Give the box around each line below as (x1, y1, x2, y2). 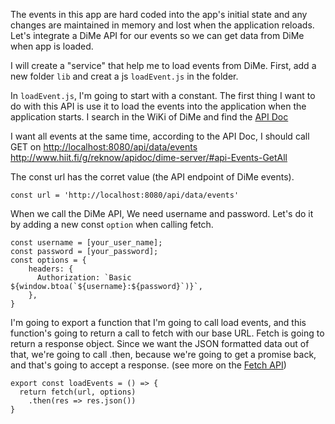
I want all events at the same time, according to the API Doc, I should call (10, 130, 310, 142)
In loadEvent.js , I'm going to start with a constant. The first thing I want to (10, 90, 316, 101)
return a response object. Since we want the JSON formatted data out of (10, 338, 310, 349)
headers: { (28, 264, 74, 274)
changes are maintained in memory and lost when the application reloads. (10, 19, 315, 31)
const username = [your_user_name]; (10, 238, 163, 248)
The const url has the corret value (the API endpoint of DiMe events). (10, 171, 295, 183)
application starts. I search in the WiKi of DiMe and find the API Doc (10, 111, 289, 123)
